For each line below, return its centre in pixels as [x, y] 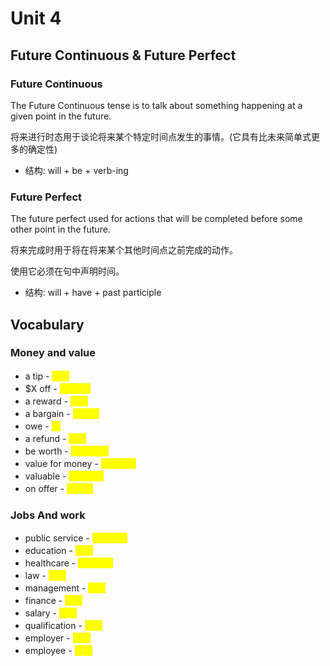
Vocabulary [47, 324]
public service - [57, 538]
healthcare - [50, 563]
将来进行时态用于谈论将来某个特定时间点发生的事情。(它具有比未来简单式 [161, 136]
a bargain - [47, 413]
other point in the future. [60, 229]
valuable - [45, 476]
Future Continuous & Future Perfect [123, 55]
